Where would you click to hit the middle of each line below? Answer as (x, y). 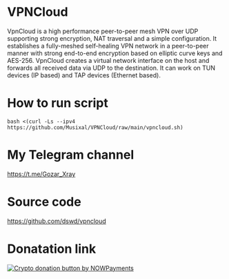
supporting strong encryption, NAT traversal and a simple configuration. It (112, 38)
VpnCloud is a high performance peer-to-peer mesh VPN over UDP (103, 31)
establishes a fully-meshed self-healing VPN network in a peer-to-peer (108, 46)
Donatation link (52, 249)
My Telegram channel (71, 155)
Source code (44, 202)
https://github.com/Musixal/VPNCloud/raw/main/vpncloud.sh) (96, 127)
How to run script (58, 103)
